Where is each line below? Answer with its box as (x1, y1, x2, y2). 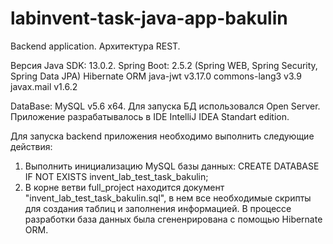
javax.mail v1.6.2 (10, 80, 78, 92)
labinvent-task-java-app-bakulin (10, 7, 288, 30)
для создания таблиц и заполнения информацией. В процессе (24, 202, 292, 214)
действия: (10, 140, 53, 152)
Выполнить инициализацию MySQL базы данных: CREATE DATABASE (24, 160, 320, 172)
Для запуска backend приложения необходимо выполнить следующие (10, 130, 315, 142)
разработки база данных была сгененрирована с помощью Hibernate (24, 213, 323, 225)
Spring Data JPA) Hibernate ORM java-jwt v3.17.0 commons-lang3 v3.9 (10, 70, 302, 82)
